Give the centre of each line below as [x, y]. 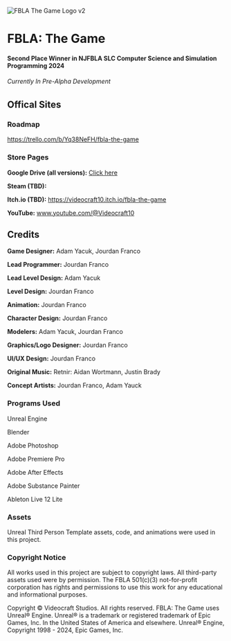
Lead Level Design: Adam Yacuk [54, 278]
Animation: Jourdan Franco [47, 305]
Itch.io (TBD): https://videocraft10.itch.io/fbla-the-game [87, 199]
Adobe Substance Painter [44, 486]
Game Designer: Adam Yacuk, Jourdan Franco [74, 251]
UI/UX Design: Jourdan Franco [51, 359]
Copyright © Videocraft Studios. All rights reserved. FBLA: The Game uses [113, 608]
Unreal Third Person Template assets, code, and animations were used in [111, 532]
